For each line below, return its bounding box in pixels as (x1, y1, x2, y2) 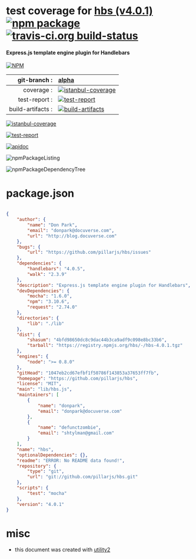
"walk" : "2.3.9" (27, 271, 67, 277)
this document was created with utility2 (14, 546, 111, 553)
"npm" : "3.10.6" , (27, 299, 69, 305)
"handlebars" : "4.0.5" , (27, 266, 85, 272)
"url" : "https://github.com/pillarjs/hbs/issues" (27, 249, 151, 256)
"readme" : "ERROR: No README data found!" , (16, 458, 125, 464)
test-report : (18, 95, 53, 104)
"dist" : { (16, 332, 41, 338)
